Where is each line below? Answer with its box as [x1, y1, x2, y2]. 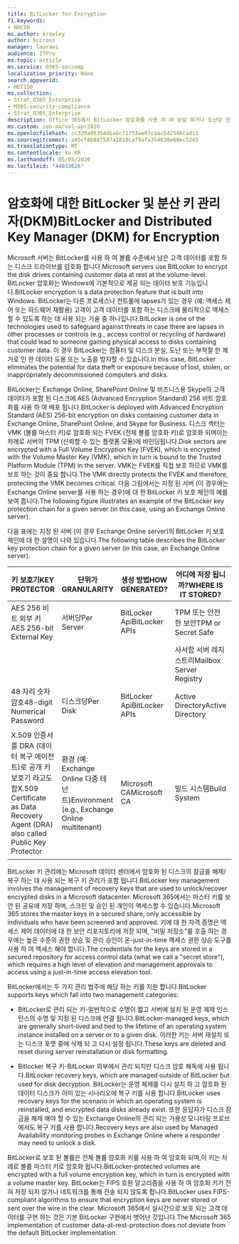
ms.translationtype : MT [7, 143, 78, 150]
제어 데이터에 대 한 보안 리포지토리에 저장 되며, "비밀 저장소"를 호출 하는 [20, 927, 220, 935]
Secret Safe [174, 627, 214, 637]
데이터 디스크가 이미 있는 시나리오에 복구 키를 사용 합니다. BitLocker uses [17, 1088, 221, 1097]
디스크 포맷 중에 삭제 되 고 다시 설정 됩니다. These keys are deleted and [25, 1039, 226, 1048]
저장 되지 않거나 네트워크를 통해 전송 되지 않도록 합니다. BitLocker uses [14, 1187, 212, 1196]
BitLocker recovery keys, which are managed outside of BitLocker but [25, 1070, 230, 1079]
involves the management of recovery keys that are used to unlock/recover [7, 884, 228, 892]
